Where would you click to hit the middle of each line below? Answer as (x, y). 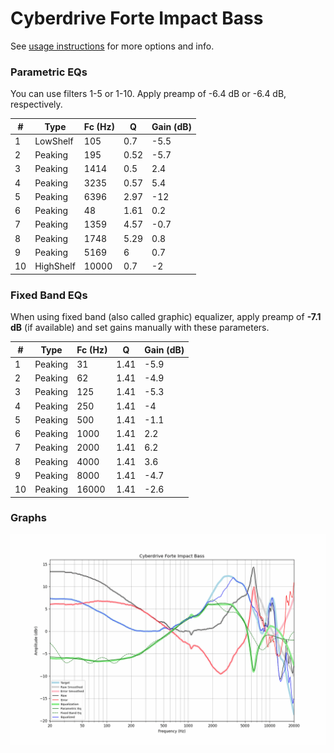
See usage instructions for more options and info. (112, 46)
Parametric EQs (49, 72)
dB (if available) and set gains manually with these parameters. (140, 328)
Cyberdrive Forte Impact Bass (137, 18)
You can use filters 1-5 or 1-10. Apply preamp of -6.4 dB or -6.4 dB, (148, 94)
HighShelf (55, 266)
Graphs (28, 518)
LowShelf (54, 141)
